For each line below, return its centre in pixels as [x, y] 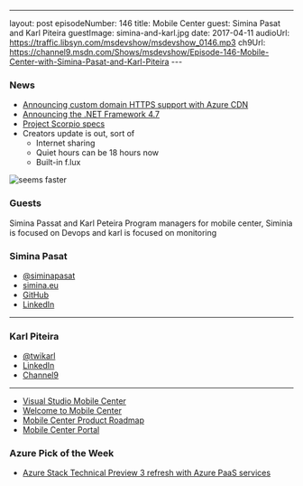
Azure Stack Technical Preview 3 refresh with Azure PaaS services [147, 473]
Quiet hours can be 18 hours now [97, 153]
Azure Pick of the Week [62, 453]
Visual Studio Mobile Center [74, 401]
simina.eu [40, 285]
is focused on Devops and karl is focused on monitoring [113, 232]
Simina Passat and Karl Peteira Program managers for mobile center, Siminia [151, 223]
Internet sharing [65, 143]
